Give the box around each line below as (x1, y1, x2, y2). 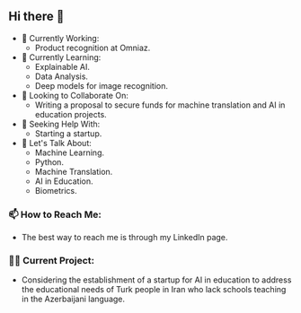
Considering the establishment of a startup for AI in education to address (21, 274, 292, 285)
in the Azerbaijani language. (21, 293, 126, 305)
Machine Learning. (34, 147, 105, 158)
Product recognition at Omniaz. (34, 42, 151, 53)
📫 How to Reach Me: (8, 208, 102, 221)
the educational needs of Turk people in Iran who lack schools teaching (21, 284, 287, 295)
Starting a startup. (34, 127, 102, 139)
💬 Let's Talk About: (21, 137, 92, 148)
